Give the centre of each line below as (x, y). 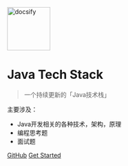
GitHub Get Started (34, 155)
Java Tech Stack (55, 75)
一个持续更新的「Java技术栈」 (67, 94)
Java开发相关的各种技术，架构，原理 (69, 124)
